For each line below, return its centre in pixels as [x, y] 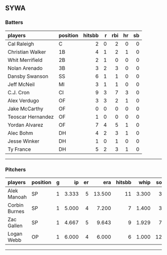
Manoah [17, 197]
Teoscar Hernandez [31, 117]
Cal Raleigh [21, 43]
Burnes [16, 211]
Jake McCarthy [26, 108]
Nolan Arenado [25, 68]
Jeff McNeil [21, 84]
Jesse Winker [24, 141]
